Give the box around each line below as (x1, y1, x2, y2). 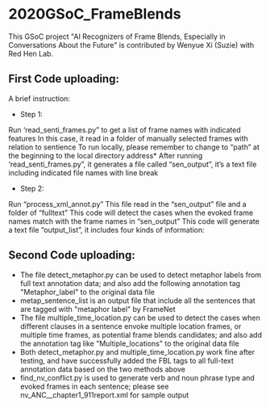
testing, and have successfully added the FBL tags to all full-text (19, 355, 234, 365)
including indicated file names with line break (8, 167, 159, 178)
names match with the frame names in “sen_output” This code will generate (8, 216, 260, 226)
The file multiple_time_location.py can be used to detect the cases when (19, 313, 260, 322)
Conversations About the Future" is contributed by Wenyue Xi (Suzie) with (8, 40, 255, 49)
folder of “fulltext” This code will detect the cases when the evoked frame (8, 208, 254, 217)
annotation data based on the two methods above (19, 364, 185, 374)
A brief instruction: (8, 94, 71, 103)
